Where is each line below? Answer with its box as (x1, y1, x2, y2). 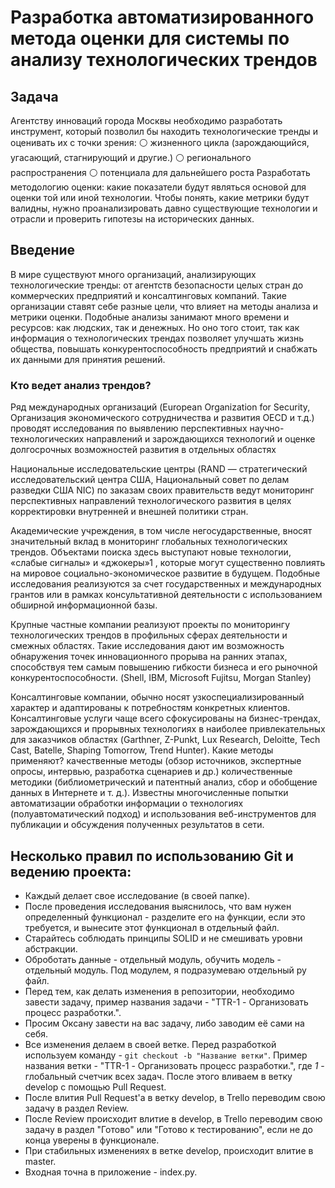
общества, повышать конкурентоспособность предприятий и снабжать (10, 342, 318, 355)
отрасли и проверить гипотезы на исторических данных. (10, 213, 255, 225)
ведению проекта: (10, 863, 132, 880)
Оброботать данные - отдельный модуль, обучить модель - (24, 953, 282, 965)
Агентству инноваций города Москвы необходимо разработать (10, 115, 283, 126)
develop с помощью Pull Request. (24, 1081, 167, 1093)
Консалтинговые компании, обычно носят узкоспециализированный (10, 691, 305, 703)
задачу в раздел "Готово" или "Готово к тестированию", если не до (24, 1123, 313, 1135)
